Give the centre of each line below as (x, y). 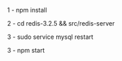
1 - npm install (27, 10)
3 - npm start (26, 50)
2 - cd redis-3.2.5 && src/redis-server (61, 23)
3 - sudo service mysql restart (50, 37)
